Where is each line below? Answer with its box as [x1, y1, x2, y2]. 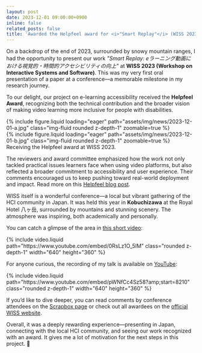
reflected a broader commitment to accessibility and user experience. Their [6, 168, 194, 175]
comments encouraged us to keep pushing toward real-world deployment [6, 174, 189, 182]
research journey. [6, 82, 50, 89]
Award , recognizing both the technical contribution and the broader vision [6, 100, 190, 107]
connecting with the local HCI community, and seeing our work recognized [6, 327, 192, 334]
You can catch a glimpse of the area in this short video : [6, 224, 143, 232]
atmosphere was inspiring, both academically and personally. [6, 213, 158, 220]
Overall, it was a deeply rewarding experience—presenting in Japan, [6, 321, 176, 328]
